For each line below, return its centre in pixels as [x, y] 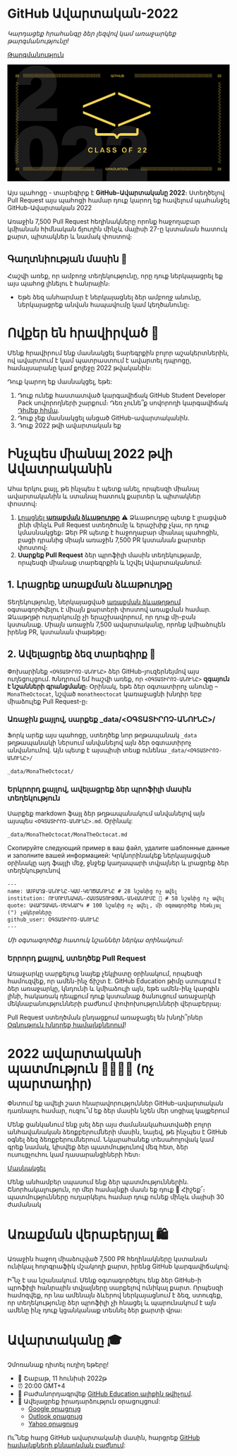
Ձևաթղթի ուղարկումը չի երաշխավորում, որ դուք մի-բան [102, 617]
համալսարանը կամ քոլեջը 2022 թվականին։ [80, 367]
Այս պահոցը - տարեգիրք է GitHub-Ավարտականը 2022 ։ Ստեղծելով [116, 193]
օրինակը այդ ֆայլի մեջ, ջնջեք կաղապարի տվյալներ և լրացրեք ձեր [118, 863]
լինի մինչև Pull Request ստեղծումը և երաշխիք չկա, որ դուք [113, 524]
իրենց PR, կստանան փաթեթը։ [57, 631]
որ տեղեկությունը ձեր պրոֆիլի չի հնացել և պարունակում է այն [112, 1303]
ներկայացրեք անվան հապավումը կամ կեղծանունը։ [104, 305]
